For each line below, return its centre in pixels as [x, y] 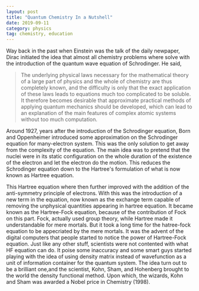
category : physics [29, 28]
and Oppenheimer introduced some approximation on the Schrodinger [92, 137]
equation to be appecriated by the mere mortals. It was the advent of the [95, 231]
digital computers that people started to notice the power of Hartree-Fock [96, 238]
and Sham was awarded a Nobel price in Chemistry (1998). [78, 282]
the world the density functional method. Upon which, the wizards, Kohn [95, 275]
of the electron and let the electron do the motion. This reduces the [88, 163]
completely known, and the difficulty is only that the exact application [106, 88]
